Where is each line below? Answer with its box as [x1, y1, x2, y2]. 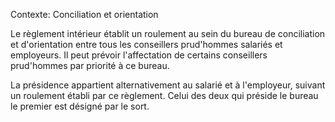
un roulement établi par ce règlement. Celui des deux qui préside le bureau [10, 90, 319, 101]
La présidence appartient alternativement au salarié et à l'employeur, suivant [10, 79, 326, 91]
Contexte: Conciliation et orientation [10, 9, 159, 20]
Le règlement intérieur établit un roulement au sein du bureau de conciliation [10, 28, 326, 39]
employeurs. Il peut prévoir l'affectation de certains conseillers [10, 49, 268, 61]
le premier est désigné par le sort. [10, 100, 150, 112]
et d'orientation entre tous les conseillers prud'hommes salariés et [10, 39, 283, 50]
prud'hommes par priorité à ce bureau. [10, 60, 170, 71]
